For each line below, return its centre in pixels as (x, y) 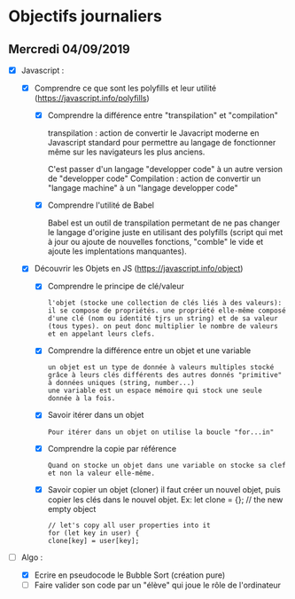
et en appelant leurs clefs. (101, 335)
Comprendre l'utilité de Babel (101, 205)
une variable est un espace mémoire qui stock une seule (155, 391)
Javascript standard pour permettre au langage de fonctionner (162, 143)
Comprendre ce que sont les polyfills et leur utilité (125, 88)
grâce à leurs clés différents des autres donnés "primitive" (165, 375)
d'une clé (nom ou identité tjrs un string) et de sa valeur (163, 319)
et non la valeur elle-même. (101, 473)
